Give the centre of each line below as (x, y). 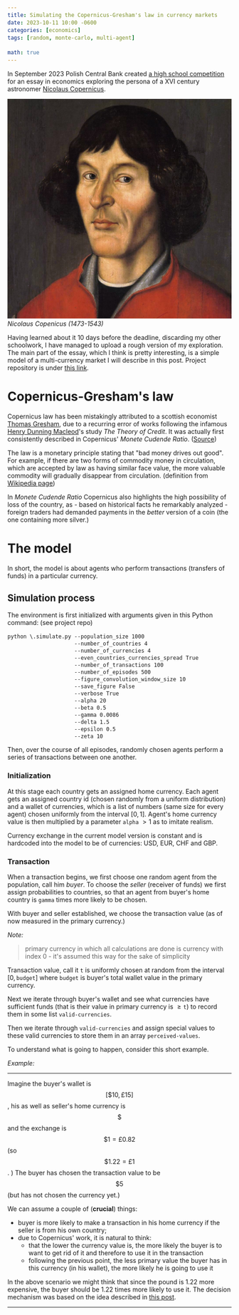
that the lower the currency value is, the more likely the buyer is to (125, 1245)
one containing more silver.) (48, 520)
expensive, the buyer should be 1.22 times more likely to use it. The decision (119, 1289)
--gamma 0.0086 (97, 715)
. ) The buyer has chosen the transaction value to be (84, 1172)
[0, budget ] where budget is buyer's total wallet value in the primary (105, 977)
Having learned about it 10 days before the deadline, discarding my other (114, 337)
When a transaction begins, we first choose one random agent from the (112, 877)
